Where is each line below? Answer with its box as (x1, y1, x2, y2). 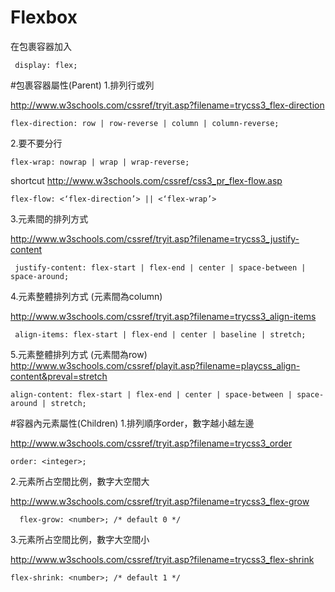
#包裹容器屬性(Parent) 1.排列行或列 (10, 79, 155, 91)
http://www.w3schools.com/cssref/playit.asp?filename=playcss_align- (10, 359, 301, 371)
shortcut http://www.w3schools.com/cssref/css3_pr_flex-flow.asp (10, 174, 283, 186)
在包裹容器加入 (10, 40, 72, 52)
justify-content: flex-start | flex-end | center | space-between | (14, 262, 307, 273)
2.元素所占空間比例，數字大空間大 (10, 475, 150, 487)
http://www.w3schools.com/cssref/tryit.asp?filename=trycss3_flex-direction (10, 99, 325, 111)
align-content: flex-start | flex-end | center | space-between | (10, 389, 293, 400)
